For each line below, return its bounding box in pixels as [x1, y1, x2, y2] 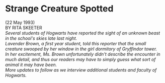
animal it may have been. [5, 62, 57, 68]
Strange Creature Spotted [5, 3, 114, 14]
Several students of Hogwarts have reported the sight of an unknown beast [5, 30, 161, 36]
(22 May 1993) [5, 19, 35, 25]
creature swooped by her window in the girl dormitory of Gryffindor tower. [5, 46, 158, 52]
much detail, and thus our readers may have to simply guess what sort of [5, 56, 156, 62]
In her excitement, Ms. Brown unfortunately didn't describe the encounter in [5, 51, 161, 57]
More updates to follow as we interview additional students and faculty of [5, 67, 157, 73]
